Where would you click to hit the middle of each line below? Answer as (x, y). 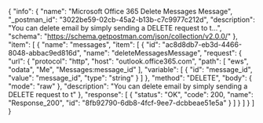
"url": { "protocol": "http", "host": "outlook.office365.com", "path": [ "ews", (128, 61)
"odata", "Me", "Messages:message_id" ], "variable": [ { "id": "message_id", (130, 69)
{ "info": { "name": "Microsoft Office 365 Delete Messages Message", (121, 11)
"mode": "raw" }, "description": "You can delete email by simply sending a (128, 86)
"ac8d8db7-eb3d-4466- (202, 45)
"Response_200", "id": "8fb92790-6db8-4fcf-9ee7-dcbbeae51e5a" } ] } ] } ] (131, 103)
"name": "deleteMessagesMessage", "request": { (163, 53)
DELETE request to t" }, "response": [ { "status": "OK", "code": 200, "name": (131, 94)
